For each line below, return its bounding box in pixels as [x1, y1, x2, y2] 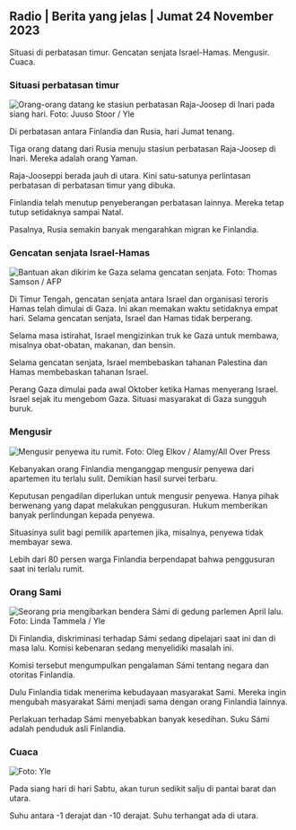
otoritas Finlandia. [9, 669, 76, 680]
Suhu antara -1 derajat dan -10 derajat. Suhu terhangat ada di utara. [9, 810, 258, 821]
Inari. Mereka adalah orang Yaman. [9, 153, 139, 164]
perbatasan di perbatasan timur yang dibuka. [9, 180, 176, 191]
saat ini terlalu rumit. [9, 563, 85, 574]
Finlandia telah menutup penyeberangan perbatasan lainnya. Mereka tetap [9, 197, 284, 208]
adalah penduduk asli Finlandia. [9, 723, 126, 734]
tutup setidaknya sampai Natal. [9, 207, 124, 218]
